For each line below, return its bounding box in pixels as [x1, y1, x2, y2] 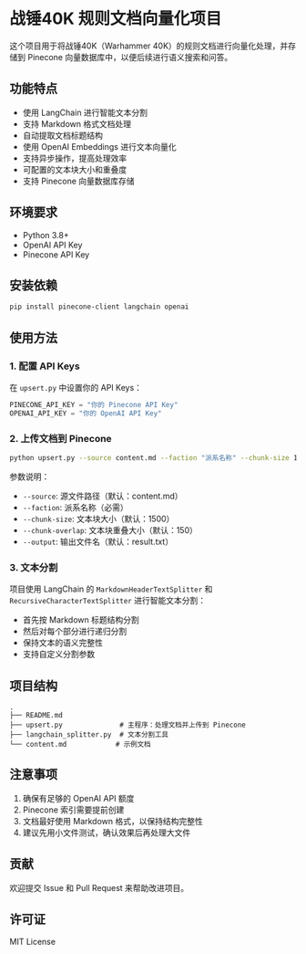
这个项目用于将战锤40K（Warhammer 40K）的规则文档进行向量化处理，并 [9, 40, 289, 51]
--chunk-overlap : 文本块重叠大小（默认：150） [22, 524, 198, 535]
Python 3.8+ [22, 229, 70, 240]
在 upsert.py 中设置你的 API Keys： [9, 382, 143, 393]
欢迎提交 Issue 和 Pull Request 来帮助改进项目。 [9, 882, 189, 893]
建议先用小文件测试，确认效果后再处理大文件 [22, 827, 191, 838]
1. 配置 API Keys [9, 360, 80, 372]
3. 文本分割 [9, 561, 58, 573]
